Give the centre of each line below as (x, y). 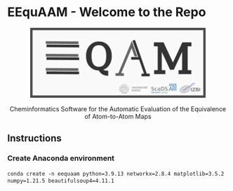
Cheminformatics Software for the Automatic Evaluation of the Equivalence (118, 108)
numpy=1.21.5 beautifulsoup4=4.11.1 (61, 181)
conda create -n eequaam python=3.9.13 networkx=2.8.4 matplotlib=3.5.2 (116, 174)
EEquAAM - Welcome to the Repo (107, 12)
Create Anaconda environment (61, 158)
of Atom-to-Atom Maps (118, 116)
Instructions (34, 138)
